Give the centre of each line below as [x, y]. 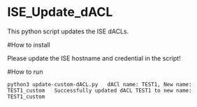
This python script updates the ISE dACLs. [68, 31]
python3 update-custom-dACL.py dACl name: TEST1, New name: [100, 84]
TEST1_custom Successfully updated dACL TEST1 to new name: [100, 90]
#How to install [29, 44]
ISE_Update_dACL [60, 12]
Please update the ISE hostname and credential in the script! [94, 58]
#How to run [25, 72]
